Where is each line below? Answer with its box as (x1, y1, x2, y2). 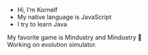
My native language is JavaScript (17, 13, 112, 21)
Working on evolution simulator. (7, 41, 97, 48)
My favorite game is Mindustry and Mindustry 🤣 (7, 33, 142, 41)
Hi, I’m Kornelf (17, 6, 58, 14)
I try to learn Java (17, 20, 67, 28)
